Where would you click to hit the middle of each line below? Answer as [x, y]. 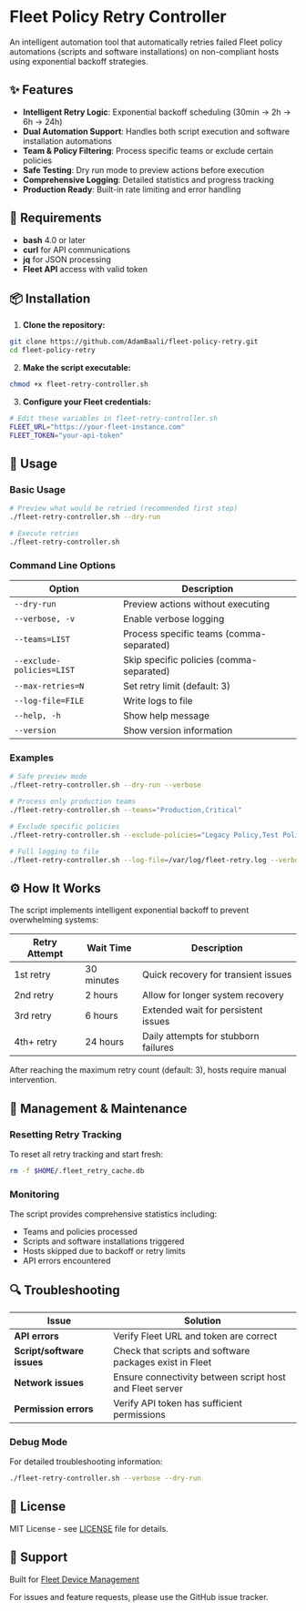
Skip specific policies [168, 660]
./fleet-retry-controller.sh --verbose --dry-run [106, 1478]
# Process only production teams [73, 802]
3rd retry [33, 1015]
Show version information [178, 730]
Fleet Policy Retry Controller [118, 17]
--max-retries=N [49, 686]
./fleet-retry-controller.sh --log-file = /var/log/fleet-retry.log [138, 860]
